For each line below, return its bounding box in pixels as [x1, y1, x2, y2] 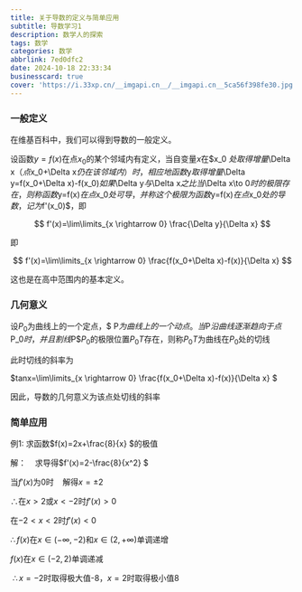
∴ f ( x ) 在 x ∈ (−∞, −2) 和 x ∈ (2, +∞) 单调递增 [10, 534, 169, 545]
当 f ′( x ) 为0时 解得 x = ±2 [10, 476, 104, 487]
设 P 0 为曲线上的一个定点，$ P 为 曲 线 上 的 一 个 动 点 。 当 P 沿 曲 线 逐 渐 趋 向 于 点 [10, 321, 282, 334]
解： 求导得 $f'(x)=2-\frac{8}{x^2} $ [10, 457, 150, 468]
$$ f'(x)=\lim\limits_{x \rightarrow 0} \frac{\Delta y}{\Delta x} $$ [33, 218, 271, 229]
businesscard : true [10, 72, 84, 81]
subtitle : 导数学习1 [10, 22, 82, 31]
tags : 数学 [10, 38, 49, 48]
